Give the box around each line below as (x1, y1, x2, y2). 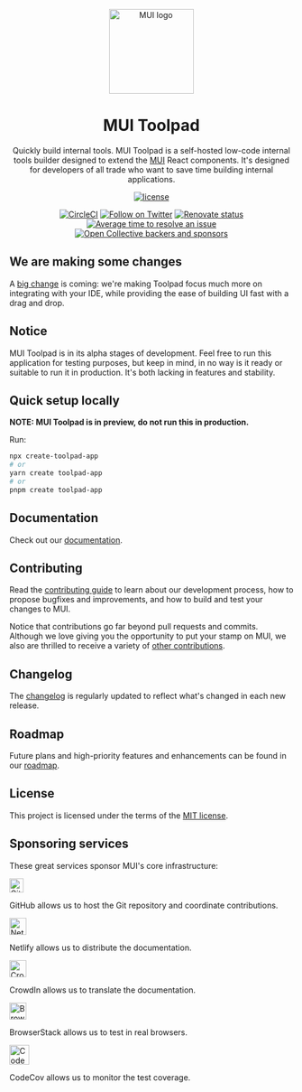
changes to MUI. (9, 603, 71, 614)
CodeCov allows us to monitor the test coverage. (9, 1071, 191, 1083)
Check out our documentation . (9, 534, 124, 546)
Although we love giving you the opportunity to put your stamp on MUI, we (9, 630, 287, 641)
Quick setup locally (9, 393, 120, 408)
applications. (127, 173, 176, 184)
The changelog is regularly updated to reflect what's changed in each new (9, 691, 287, 702)
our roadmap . (9, 760, 60, 770)
